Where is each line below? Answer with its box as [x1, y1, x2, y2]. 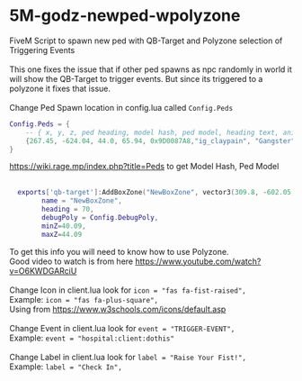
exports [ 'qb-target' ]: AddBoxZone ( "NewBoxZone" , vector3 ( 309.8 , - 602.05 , [17, 188, 296, 197]
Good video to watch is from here [9, 256, 133, 267]
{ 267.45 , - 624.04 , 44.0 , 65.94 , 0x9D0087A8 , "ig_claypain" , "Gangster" [25, 136, 296, 145]
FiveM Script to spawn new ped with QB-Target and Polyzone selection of [9, 35, 283, 46]
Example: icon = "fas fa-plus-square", [9, 294, 159, 304]
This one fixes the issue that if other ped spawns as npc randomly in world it [9, 64, 292, 75]
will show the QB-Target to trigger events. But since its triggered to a [9, 73, 263, 84]
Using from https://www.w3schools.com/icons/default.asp [9, 304, 226, 314]
